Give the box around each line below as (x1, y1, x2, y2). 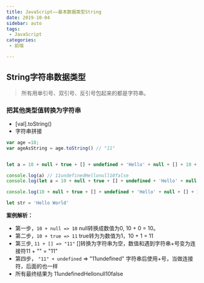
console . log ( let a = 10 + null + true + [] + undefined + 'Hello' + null (6, 178, 197, 184)
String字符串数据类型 (6, 72, 86, 83)
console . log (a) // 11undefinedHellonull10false (6, 172, 129, 179)
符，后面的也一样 (15, 262, 58, 270)
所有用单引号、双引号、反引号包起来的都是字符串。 (21, 89, 149, 97)
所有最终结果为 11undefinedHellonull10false (15, 270, 123, 278)
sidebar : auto (6, 20, 42, 26)
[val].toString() (15, 120, 52, 128)
